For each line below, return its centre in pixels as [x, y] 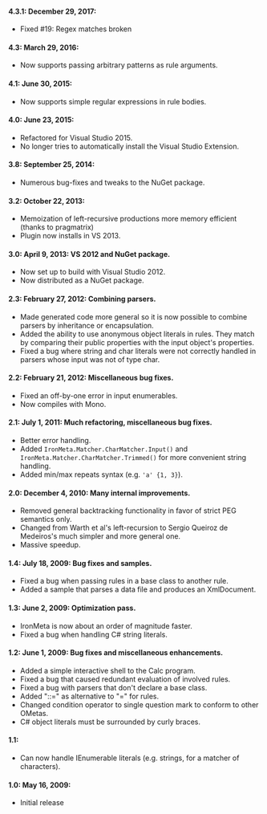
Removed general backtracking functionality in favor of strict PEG [128, 511]
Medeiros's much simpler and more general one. [100, 536]
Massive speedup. [50, 545]
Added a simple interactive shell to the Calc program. [107, 670]
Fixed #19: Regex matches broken [76, 29]
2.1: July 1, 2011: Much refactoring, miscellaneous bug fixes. [110, 422]
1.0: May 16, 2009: [40, 785]
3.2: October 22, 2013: [47, 201]
